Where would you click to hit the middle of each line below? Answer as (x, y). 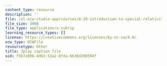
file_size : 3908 (22, 24)
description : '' (22, 14)
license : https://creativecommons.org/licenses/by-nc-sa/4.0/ (71, 38)
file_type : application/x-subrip (40, 28)
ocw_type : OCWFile (24, 42)
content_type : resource (30, 10)
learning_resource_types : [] (35, 33)
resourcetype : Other (27, 47)
